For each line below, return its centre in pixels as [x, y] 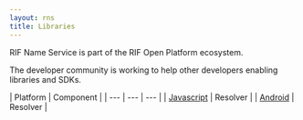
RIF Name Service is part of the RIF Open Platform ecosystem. [126, 52]
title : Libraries [42, 26]
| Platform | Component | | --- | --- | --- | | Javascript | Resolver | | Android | [152, 97]
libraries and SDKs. [46, 79]
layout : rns [32, 18]
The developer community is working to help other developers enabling [144, 70]
